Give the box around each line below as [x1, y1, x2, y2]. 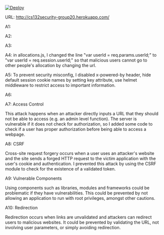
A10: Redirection [5, 205, 38, 211]
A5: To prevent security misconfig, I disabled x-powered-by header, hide [5, 72, 151, 78]
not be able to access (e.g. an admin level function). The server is [5, 116, 137, 122]
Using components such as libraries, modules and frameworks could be [5, 185, 150, 191]
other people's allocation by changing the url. [5, 63, 97, 68]
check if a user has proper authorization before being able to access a [5, 127, 146, 132]
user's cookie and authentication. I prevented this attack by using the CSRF [5, 161, 157, 167]
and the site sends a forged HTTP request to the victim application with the [5, 156, 156, 161]
